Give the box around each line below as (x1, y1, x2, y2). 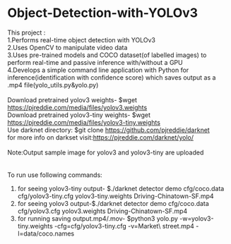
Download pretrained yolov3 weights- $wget (7, 95, 138, 104)
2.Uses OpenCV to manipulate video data (7, 43, 128, 51)
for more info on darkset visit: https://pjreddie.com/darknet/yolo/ (7, 133, 194, 142)
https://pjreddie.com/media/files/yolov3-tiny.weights (7, 118, 161, 126)
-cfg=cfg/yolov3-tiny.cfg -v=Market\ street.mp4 (54, 221, 194, 230)
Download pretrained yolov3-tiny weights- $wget (7, 111, 150, 119)
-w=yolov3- (179, 214, 214, 223)
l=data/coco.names (17, 229, 75, 238)
